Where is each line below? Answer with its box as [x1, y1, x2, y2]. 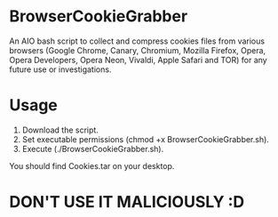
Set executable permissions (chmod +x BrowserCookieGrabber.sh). [21, 133, 269, 144]
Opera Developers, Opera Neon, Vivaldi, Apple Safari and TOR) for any [9, 54, 268, 65]
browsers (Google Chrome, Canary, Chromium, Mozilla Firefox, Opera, [9, 44, 266, 55]
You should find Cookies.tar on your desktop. [9, 160, 175, 171]
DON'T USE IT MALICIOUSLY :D [9, 192, 245, 213]
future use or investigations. [9, 64, 112, 75]
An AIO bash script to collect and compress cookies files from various [9, 36, 265, 46]
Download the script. [21, 125, 99, 135]
